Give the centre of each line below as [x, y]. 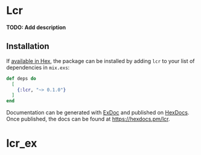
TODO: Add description [36, 27]
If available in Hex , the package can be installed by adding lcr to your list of [101, 61]
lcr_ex [22, 143]
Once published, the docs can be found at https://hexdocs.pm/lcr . [88, 119]
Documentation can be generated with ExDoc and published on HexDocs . [98, 113]
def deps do [21, 78]
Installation [28, 46]
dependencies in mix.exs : [38, 67]
